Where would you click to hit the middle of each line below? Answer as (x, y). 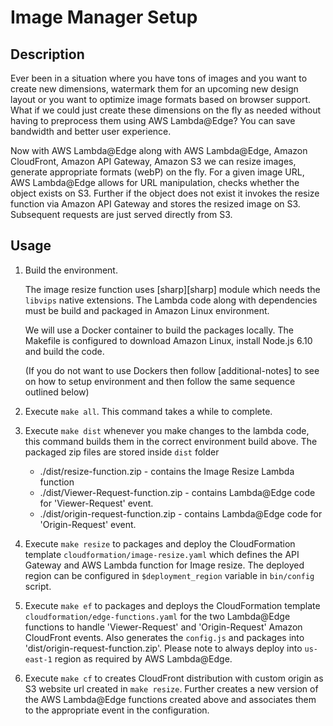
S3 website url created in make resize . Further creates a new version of (171, 688)
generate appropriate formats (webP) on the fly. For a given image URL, (157, 172)
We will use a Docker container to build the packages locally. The (159, 330)
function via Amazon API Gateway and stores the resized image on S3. (155, 204)
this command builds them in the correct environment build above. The (171, 441)
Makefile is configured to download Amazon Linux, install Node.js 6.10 (168, 340)
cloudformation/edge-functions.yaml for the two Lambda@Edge (157, 616)
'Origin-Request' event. (88, 524)
